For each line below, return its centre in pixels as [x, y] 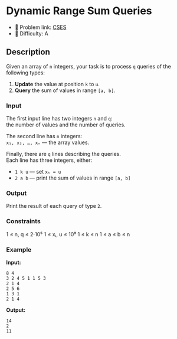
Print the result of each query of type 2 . [54, 206]
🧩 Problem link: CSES [40, 27]
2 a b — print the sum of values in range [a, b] [73, 178]
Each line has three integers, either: [49, 160]
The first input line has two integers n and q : [59, 119]
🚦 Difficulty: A [31, 33]
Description [28, 52]
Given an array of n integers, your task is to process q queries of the [88, 66]
